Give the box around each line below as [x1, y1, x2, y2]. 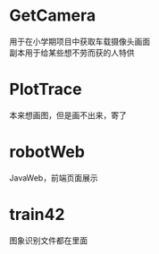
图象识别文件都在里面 [9, 234, 88, 246]
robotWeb [9, 142, 85, 162]
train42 [9, 205, 65, 224]
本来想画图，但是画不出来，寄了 [9, 109, 127, 121]
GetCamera [9, 5, 96, 26]
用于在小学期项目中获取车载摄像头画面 [9, 36, 150, 47]
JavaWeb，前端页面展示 [9, 172, 98, 183]
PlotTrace [9, 80, 82, 99]
